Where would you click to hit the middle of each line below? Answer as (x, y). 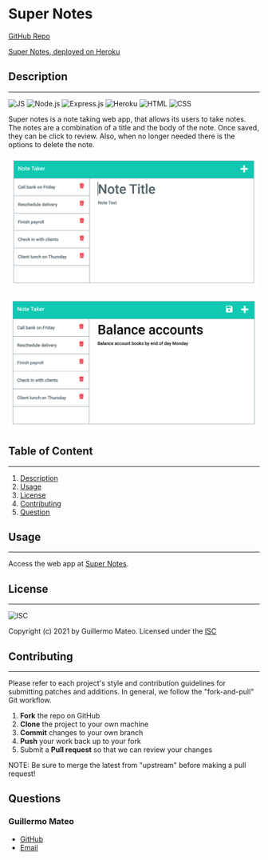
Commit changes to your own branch (81, 733)
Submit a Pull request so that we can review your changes (116, 750)
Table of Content (51, 452)
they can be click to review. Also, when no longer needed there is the (122, 136)
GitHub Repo (29, 36)
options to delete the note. (51, 144)
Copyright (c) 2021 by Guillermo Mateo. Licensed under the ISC (112, 631)
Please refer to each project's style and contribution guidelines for (117, 683)
